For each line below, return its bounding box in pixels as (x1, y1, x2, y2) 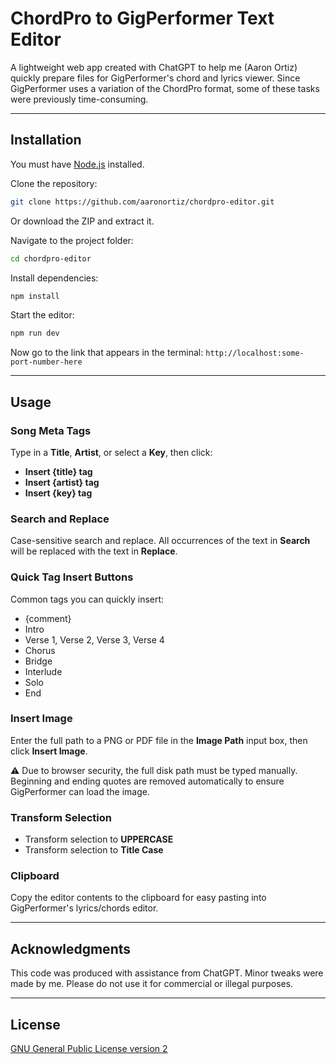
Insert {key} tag (24, 487, 93, 499)
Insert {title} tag (24, 465, 93, 477)
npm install (10, 291, 60, 301)
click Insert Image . (10, 745, 88, 757)
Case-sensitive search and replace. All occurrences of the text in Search (10, 535, 311, 547)
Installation (10, 132, 82, 149)
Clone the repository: (10, 177, 98, 189)
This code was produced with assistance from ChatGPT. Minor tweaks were (10, 967, 324, 979)
